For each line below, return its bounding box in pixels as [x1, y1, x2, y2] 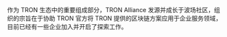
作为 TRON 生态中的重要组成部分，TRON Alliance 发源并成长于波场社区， [7, 6, 215, 13]
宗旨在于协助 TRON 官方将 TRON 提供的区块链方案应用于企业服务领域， [19, 14, 222, 22]
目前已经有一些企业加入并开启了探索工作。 [7, 23, 128, 30]
